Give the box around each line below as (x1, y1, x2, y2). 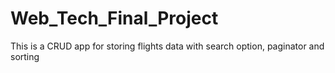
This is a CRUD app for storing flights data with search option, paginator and (10, 40, 325, 52)
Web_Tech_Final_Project (10, 7, 219, 30)
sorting (10, 50, 40, 62)
